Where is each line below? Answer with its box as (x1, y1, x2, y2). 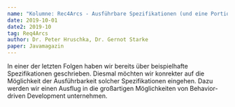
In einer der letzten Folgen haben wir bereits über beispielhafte (7, 62, 189, 70)
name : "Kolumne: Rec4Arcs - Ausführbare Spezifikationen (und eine (7, 10, 208, 17)
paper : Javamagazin (7, 43, 64, 50)
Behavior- (190, 85, 218, 92)
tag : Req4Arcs (7, 29, 49, 37)
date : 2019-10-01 (7, 17, 58, 24)
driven (7, 92, 26, 100)
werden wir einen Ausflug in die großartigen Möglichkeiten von (7, 85, 189, 92)
